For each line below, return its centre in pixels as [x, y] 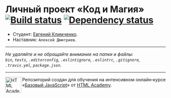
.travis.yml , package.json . [34, 65]
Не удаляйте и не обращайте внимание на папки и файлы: [69, 54]
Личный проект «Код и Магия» [75, 9]
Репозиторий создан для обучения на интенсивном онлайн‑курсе [94, 79]
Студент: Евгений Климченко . [45, 34]
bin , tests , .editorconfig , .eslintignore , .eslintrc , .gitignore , [73, 59]
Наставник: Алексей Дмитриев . [45, 40]
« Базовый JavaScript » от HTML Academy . [67, 85]
